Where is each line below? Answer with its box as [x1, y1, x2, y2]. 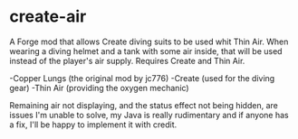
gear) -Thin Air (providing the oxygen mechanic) [9, 82, 189, 93]
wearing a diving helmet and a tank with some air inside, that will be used [9, 45, 283, 56]
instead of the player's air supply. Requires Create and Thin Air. [9, 55, 245, 66]
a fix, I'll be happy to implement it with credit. [9, 119, 178, 130]
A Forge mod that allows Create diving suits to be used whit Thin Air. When [9, 36, 289, 47]
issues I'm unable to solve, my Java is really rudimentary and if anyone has [9, 109, 289, 120]
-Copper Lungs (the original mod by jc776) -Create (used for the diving [9, 72, 275, 83]
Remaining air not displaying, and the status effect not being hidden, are [9, 99, 278, 110]
